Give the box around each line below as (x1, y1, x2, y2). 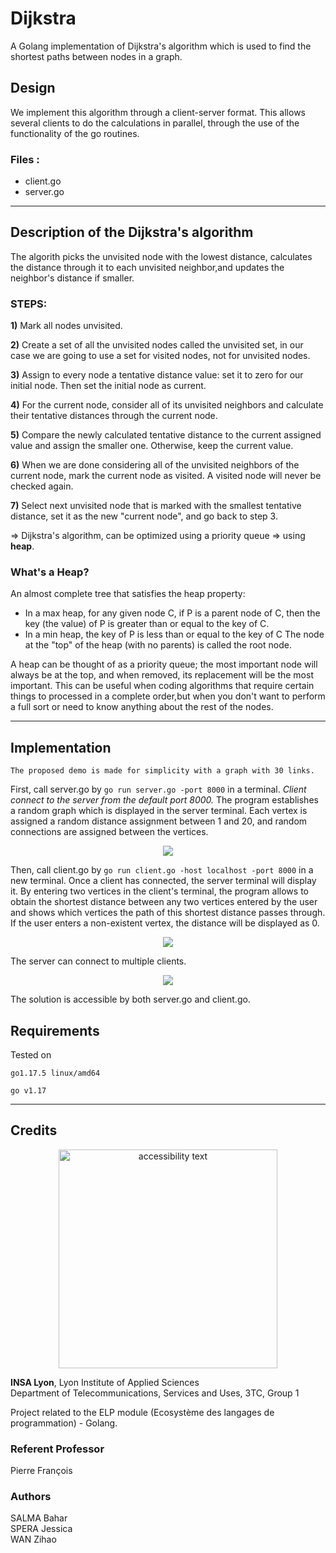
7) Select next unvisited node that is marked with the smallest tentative (10, 500, 302, 512)
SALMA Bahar (10, 1512, 68, 1524)
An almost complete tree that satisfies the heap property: (10, 588, 246, 600)
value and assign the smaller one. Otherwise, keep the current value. (10, 440, 294, 452)
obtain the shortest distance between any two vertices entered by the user (10, 896, 318, 908)
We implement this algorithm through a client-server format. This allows (10, 106, 306, 118)
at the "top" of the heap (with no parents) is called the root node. (24, 639, 292, 651)
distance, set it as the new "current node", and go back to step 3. (10, 510, 278, 522)
